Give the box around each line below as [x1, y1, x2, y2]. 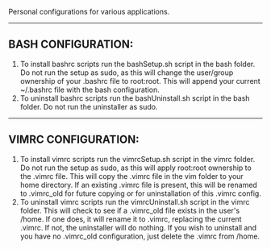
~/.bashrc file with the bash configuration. [19, 85, 160, 94]
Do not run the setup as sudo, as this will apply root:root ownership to [19, 163, 252, 172]
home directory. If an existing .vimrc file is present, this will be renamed [19, 180, 258, 189]
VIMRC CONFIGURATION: [8, 133, 140, 147]
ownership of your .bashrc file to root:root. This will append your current [19, 76, 261, 85]
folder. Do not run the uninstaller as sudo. [19, 102, 158, 111]
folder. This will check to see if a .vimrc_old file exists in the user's [19, 205, 240, 215]
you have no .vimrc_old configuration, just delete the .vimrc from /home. [19, 231, 261, 241]
